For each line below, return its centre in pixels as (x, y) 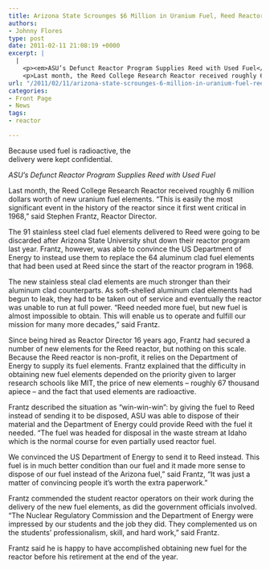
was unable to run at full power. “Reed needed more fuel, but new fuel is (128, 307)
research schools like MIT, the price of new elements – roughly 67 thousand (134, 383)
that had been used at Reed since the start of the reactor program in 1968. (131, 266)
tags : (17, 114)
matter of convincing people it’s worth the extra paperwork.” (108, 482)
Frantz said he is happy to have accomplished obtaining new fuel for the (128, 548)
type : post (27, 38)
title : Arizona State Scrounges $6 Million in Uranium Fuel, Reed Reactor (136, 16)
